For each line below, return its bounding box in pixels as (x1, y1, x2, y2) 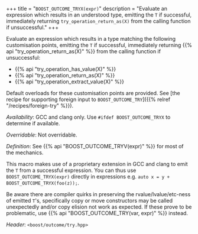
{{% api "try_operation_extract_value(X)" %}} (14, 78, 124, 85)
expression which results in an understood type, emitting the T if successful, (6, 11, 192, 18)
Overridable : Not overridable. (6, 131, 78, 138)
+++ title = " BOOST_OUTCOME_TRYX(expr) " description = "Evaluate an (6, 5, 167, 12)
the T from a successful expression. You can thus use (6, 167, 137, 174)
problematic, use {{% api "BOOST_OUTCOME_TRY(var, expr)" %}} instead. (6, 210, 188, 216)
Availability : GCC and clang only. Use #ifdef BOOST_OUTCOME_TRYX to (6, 113, 171, 121)
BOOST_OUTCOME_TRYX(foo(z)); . (6, 180, 80, 186)
